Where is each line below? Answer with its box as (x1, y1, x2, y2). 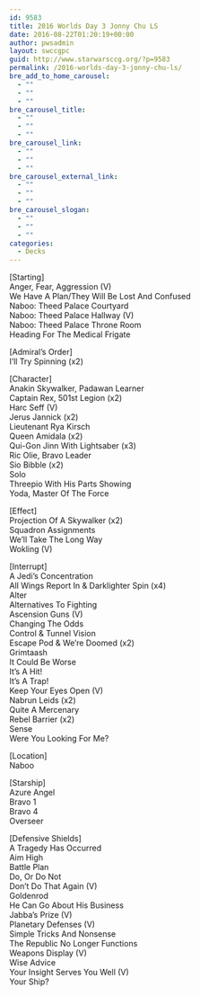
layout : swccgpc (9, 47, 70, 56)
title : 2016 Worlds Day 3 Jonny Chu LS (9, 22, 159, 31)
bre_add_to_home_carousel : (9, 72, 110, 81)
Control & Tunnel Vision (9, 628, 96, 639)
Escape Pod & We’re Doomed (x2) (9, 637, 135, 648)
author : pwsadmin (9, 38, 74, 48)
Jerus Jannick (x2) (9, 412, 79, 422)
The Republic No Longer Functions (9, 938, 138, 949)
